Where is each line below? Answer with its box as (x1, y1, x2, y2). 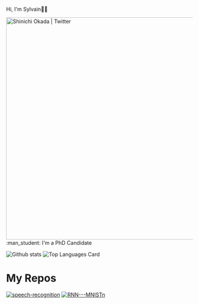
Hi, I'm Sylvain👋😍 (6, 6, 48, 12)
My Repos (6, 271, 57, 285)
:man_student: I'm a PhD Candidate (6, 239, 92, 246)
